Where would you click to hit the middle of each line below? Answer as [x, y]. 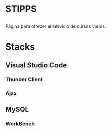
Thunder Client [24, 80]
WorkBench [20, 124]
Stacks [20, 47]
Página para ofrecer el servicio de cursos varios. [56, 26]
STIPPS [21, 9]
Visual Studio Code [36, 65]
